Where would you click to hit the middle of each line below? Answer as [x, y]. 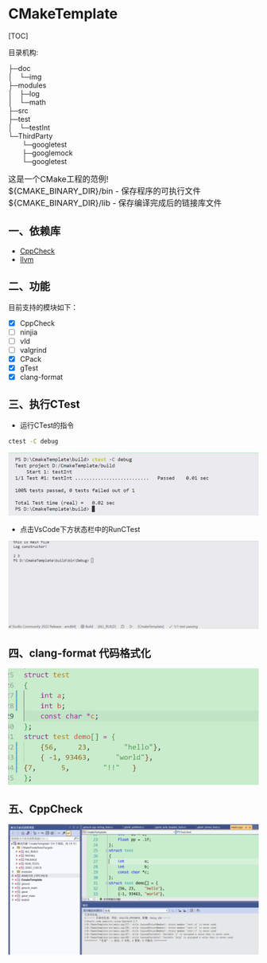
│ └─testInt [29, 127]
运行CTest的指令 [47, 425]
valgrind [33, 350]
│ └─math [27, 102]
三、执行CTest [44, 404]
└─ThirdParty [31, 135]
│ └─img [25, 76]
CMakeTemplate [63, 14]
